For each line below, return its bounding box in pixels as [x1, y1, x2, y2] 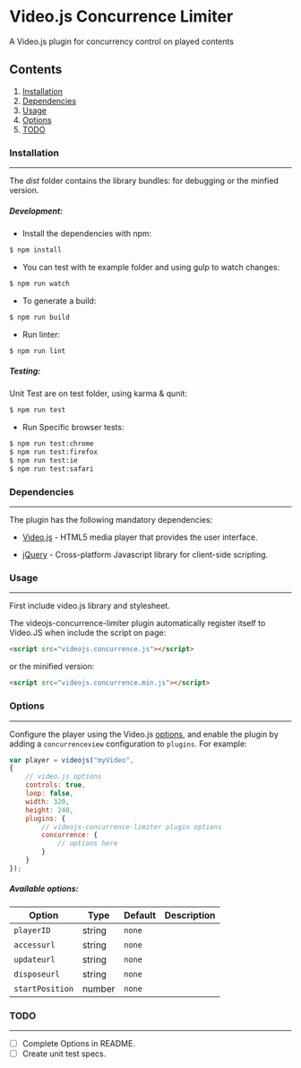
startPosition [13, 984, 74, 993]
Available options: [9, 883, 79, 895]
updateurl [13, 954, 56, 965]
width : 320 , [25, 797, 70, 806]
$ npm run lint [9, 346, 66, 356]
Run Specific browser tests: [21, 422, 125, 433]
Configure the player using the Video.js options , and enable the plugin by [9, 728, 279, 739]
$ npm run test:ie [9, 456, 78, 465]
